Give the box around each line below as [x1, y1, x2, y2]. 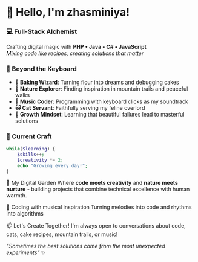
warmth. [6, 192, 27, 199]
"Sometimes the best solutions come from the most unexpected [6, 243, 165, 250]
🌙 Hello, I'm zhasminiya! [6, 5, 130, 19]
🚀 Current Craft [6, 132, 52, 141]
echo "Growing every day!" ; [17, 162, 88, 168]
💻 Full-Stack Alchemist [6, 27, 78, 36]
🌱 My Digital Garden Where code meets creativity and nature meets [6, 179, 179, 187]
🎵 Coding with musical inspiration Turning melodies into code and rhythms [6, 203, 192, 211]
